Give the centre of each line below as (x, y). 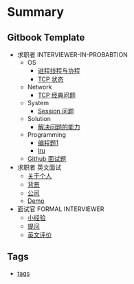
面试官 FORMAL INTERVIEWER (60, 209)
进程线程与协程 (59, 70)
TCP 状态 (51, 79)
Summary (35, 12)
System (38, 103)
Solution (39, 119)
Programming (47, 134)
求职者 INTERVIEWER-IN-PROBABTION (72, 55)
